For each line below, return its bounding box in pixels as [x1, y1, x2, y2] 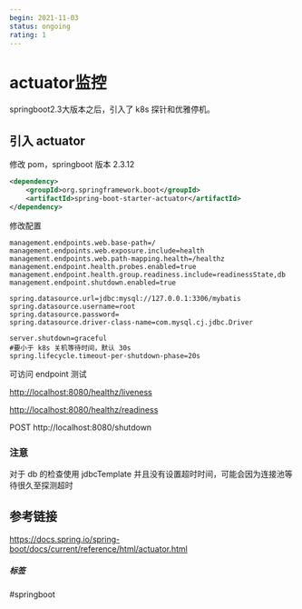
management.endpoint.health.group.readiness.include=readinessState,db [9, 270, 286, 279]
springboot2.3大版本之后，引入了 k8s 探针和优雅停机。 [9, 104, 216, 115]
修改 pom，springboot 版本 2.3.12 [9, 159, 135, 170]
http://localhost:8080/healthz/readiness [9, 404, 159, 414]
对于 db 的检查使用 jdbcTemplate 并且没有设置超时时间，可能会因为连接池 [9, 468, 286, 479]
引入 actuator [9, 133, 86, 148]
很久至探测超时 [16, 479, 73, 491]
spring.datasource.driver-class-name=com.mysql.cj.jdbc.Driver [9, 317, 254, 327]
